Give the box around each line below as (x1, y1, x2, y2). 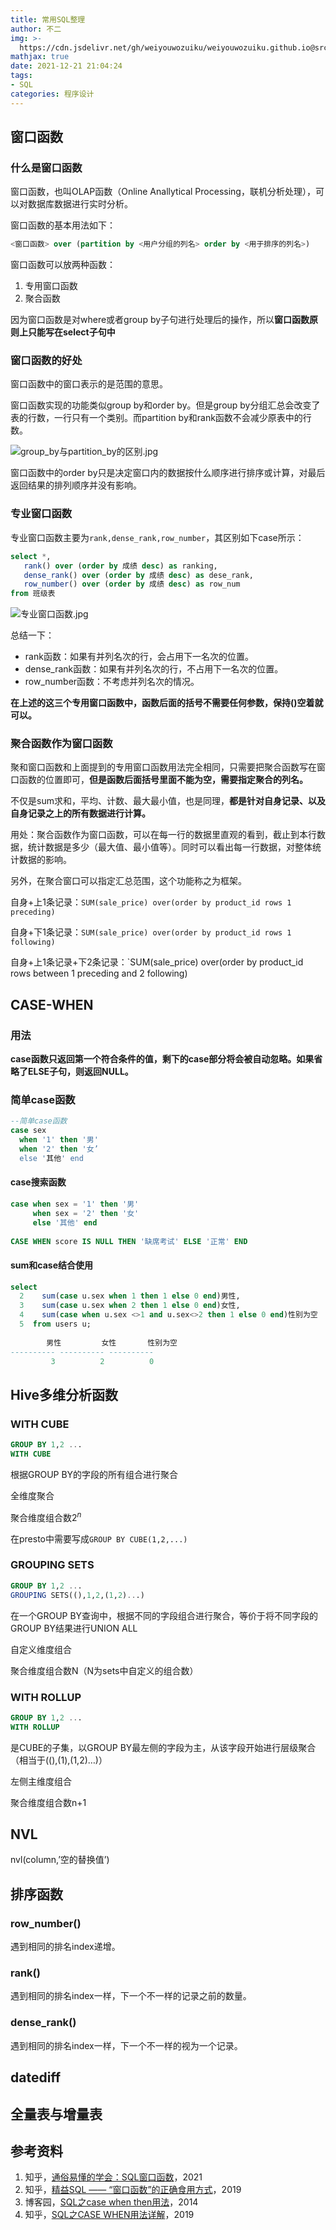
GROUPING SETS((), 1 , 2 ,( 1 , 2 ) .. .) (10, 1590, 145, 1600)
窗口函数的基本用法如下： (10, 219, 116, 231)
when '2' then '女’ (19, 1144, 99, 1155)
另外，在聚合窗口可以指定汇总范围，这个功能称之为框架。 (10, 875, 247, 887)
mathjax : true (10, 52, 70, 62)
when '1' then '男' (19, 1135, 99, 1145)
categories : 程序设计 (10, 89, 95, 99)
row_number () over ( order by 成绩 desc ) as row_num (23, 579, 241, 590)
